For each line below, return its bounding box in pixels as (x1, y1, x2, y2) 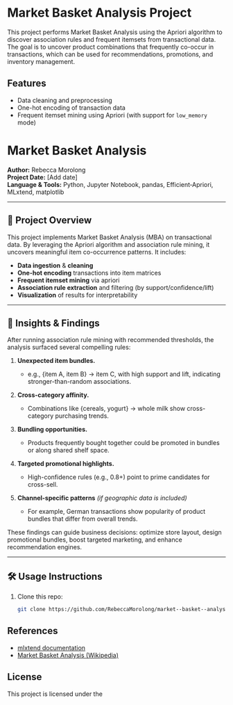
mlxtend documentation (17, 643, 85, 651)
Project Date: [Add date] (7, 172, 78, 181)
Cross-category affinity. (17, 391, 89, 399)
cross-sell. (27, 480, 58, 489)
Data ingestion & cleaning (17, 261, 94, 269)
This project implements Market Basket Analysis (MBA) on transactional (7, 233, 212, 241)
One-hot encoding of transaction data (17, 103, 126, 112)
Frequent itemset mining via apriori (17, 276, 120, 284)
